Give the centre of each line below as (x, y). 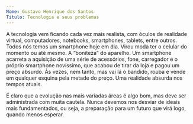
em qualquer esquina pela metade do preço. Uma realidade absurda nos (94, 78)
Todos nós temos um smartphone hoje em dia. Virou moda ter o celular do (97, 46)
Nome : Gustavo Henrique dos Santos (50, 12)
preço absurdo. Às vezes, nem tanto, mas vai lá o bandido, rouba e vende (96, 71)
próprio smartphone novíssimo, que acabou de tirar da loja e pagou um (93, 65)
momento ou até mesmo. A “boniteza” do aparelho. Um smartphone (89, 53)
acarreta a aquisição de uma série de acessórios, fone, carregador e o (92, 59)
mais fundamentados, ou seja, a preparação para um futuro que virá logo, (96, 108)
